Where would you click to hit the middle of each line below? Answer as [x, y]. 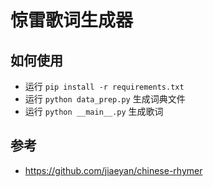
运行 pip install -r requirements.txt [104, 86]
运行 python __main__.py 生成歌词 [94, 111]
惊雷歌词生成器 [72, 20]
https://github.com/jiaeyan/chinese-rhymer [113, 170]
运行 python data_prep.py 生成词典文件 [105, 99]
